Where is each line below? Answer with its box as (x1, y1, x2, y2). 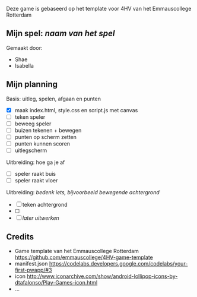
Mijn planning (6, 80, 58, 90)
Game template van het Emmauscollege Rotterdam (14, 248, 139, 254)
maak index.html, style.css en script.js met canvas (14, 106, 138, 113)
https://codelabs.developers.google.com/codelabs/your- (49, 260, 188, 267)
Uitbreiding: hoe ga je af (6, 159, 65, 166)
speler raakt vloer (14, 177, 58, 184)
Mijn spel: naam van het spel (6, 29, 115, 39)
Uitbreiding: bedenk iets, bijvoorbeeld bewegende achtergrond (6, 189, 160, 196)
